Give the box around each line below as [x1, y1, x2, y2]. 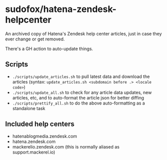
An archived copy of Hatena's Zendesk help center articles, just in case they [5, 30, 162, 36]
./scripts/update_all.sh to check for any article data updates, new [12, 89, 152, 95]
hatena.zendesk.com [12, 138, 56, 144]
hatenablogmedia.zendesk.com [12, 133, 77, 139]
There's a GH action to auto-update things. [5, 45, 93, 51]
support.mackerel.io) [12, 149, 56, 155]
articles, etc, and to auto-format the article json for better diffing [12, 94, 145, 100]
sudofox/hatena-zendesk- [5, 3, 117, 15]
